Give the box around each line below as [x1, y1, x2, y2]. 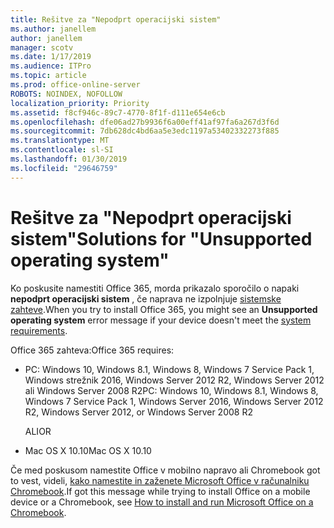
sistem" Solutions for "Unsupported [10, 227, 313, 250]
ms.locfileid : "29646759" [10, 163, 118, 173]
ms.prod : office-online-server [10, 80, 141, 90]
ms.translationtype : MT [10, 136, 110, 146]
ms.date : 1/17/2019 [10, 52, 92, 62]
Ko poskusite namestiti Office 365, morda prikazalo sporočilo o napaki [10, 282, 300, 294]
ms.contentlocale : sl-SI [10, 145, 114, 155]
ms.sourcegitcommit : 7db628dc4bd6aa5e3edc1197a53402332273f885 [10, 126, 280, 136]
